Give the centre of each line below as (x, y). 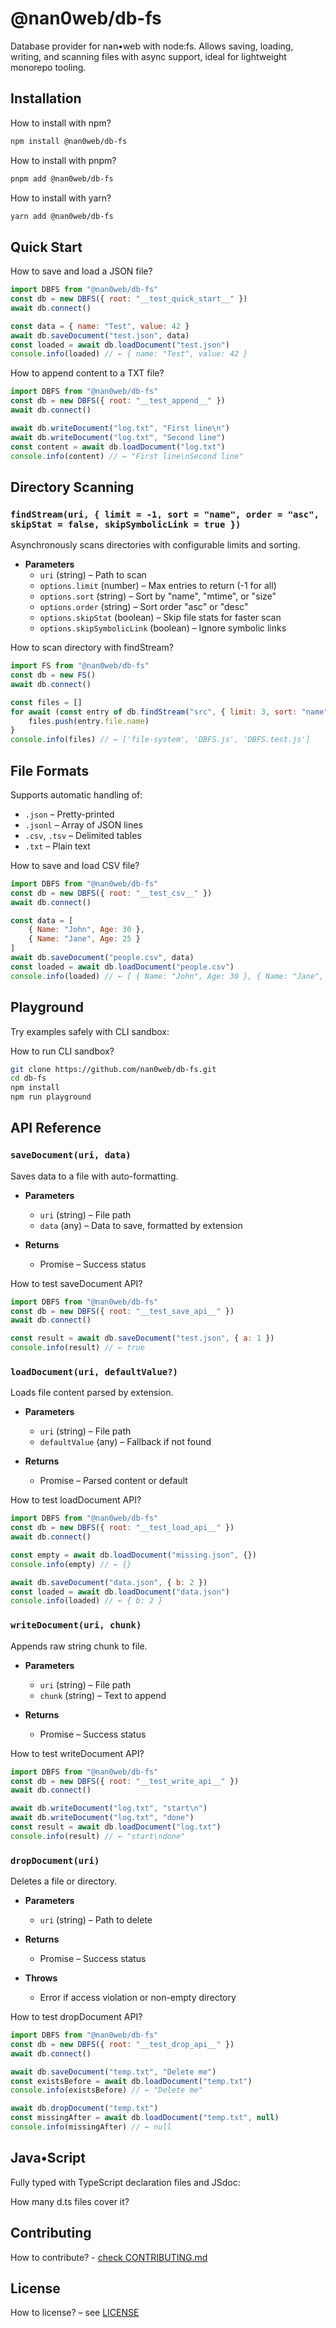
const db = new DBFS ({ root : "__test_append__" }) (118, 401)
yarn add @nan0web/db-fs (62, 216)
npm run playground (51, 1097)
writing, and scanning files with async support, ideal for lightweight (148, 56)
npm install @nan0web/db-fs (69, 141)
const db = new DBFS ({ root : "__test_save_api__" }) (122, 1311)
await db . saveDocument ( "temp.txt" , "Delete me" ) (113, 2072)
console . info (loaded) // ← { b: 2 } (86, 1601)
